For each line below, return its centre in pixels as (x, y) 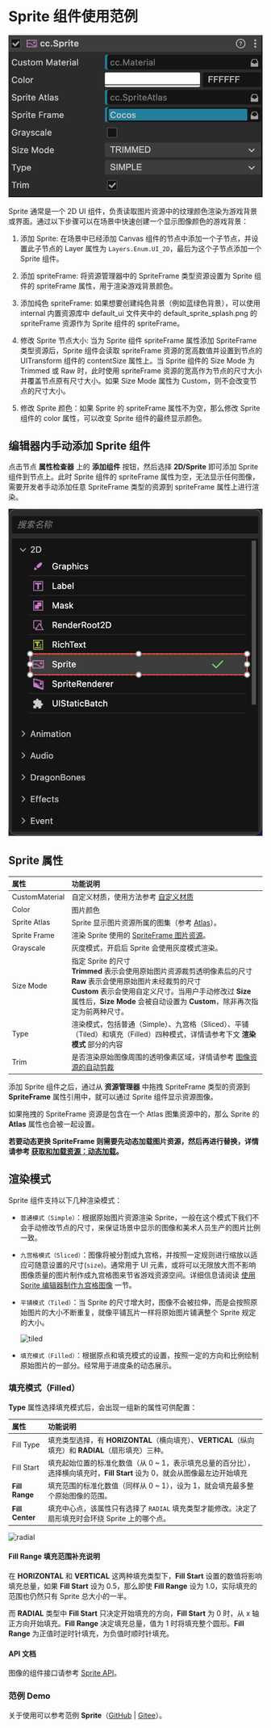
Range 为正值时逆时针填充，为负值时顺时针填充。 (91, 1633)
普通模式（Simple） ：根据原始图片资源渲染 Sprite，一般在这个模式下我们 (136, 1217)
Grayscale (29, 948)
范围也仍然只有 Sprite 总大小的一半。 (70, 1596)
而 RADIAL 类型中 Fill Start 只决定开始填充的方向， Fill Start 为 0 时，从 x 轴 (134, 1613)
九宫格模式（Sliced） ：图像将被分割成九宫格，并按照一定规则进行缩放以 (135, 1255)
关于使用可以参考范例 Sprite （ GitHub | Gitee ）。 (88, 1715)
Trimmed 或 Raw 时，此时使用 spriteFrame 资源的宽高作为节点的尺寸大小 (141, 370)
